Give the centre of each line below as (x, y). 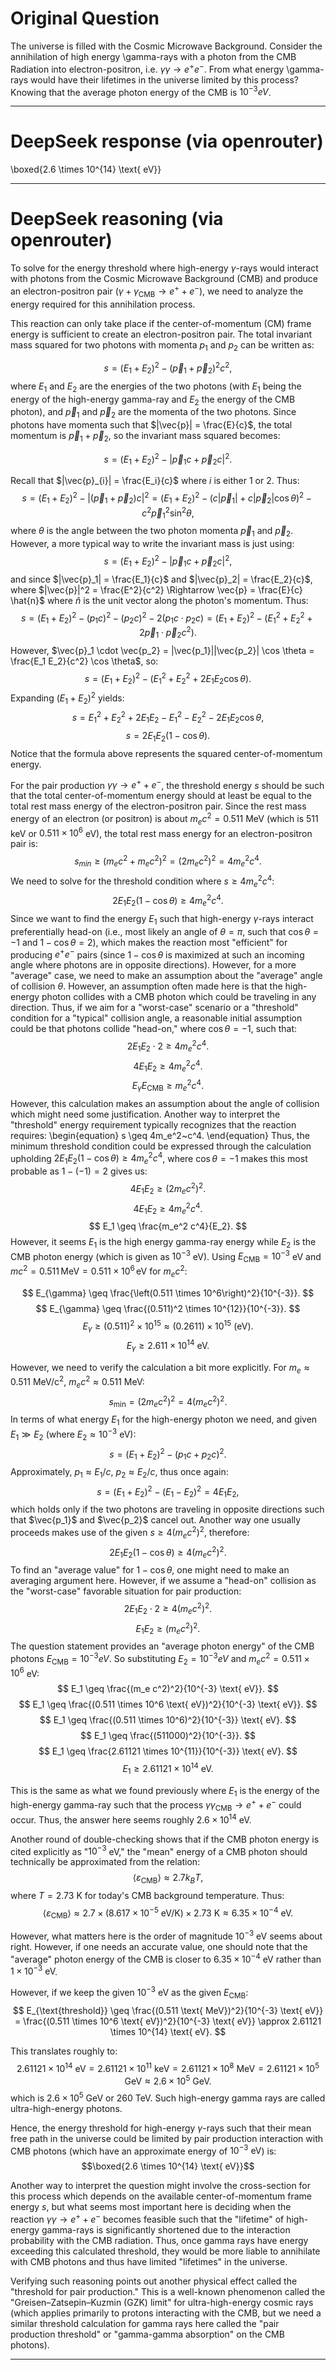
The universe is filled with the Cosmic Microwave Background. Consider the (166, 46)
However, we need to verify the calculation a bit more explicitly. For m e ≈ (160, 1368)
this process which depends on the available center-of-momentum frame (161, 2196)
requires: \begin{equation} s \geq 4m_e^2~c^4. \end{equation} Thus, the (160, 1135)
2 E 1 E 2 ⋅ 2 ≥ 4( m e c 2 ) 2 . (168, 1609)
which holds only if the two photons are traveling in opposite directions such (167, 1509)
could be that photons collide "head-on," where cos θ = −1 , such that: (153, 1029)
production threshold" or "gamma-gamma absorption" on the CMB (147, 2334)
